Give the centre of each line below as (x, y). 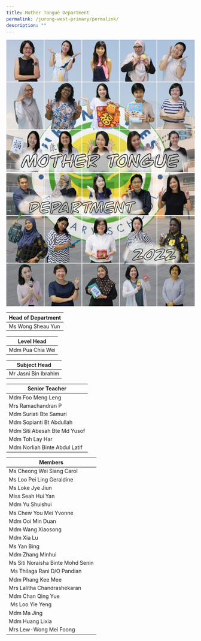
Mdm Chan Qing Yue (34, 596)
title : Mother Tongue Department (48, 13)
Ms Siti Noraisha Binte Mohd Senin (51, 563)
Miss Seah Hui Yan (32, 496)
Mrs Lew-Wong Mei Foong (42, 630)
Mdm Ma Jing (26, 613)
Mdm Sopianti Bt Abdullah (41, 422)
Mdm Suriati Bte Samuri (38, 414)
